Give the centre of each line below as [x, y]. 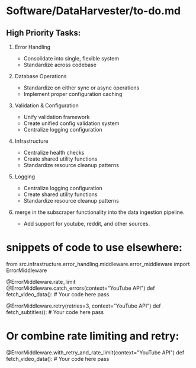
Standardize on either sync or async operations [81, 88]
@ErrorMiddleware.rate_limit [41, 281]
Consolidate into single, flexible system [71, 58]
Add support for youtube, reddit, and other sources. [86, 224]
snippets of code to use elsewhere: [94, 248]
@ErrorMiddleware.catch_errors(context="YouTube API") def [81, 288]
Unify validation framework [57, 117]
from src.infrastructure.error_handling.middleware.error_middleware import [98, 264]
